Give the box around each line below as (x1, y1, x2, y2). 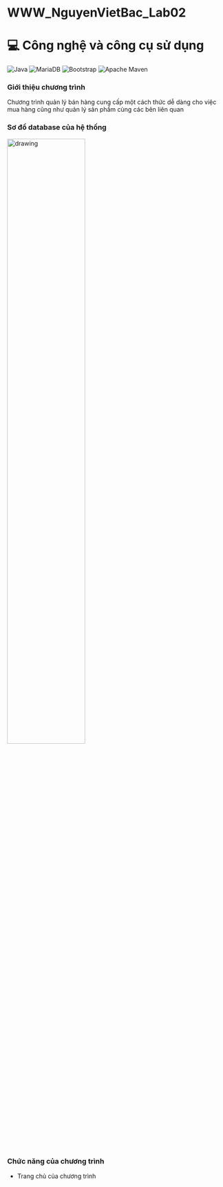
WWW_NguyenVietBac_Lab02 (7, 5, 187, 21)
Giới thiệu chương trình (7, 83, 86, 92)
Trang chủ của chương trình (17, 1172, 96, 1180)
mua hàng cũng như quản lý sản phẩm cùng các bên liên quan (7, 105, 184, 114)
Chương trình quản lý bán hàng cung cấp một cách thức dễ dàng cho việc (7, 98, 217, 106)
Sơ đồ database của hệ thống (7, 123, 107, 132)
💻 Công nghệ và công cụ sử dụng (7, 38, 204, 53)
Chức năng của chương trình (7, 1156, 105, 1166)
